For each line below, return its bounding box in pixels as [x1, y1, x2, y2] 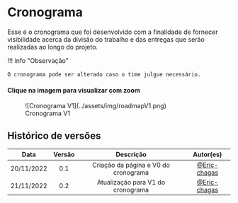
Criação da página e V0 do [91, 161, 170, 169]
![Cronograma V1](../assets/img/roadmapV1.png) [25, 102, 166, 110]
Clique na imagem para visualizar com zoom [7, 86, 140, 94]
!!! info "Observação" [7, 56, 69, 64]
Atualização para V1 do [96, 178, 166, 186]
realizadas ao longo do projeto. [7, 42, 98, 51]
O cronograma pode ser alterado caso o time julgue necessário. [7, 71, 201, 78]
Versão [52, 150, 75, 159]
